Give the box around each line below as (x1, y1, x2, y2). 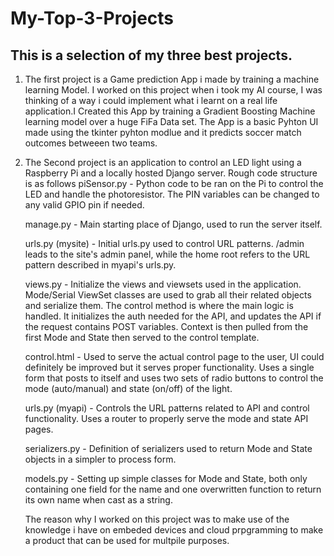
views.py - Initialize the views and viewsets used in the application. (24, 278, 302, 290)
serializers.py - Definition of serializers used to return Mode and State (24, 443, 313, 454)
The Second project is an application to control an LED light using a (24, 157, 302, 168)
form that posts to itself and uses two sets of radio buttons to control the (24, 372, 324, 384)
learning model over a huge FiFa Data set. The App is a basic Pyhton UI (24, 116, 319, 127)
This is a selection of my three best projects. (10, 47, 293, 64)
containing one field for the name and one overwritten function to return (24, 483, 322, 495)
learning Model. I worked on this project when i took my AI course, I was (24, 84, 323, 96)
